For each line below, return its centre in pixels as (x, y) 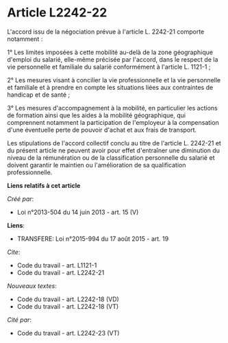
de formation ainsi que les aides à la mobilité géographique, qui (97, 115)
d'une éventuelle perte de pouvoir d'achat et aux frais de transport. (102, 130)
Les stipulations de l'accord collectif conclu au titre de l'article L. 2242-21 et (114, 143)
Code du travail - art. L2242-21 (61, 272)
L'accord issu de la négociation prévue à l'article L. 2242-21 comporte (106, 32)
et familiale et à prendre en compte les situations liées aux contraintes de (110, 87)
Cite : (14, 252)
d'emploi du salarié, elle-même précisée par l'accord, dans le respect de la (113, 59)
